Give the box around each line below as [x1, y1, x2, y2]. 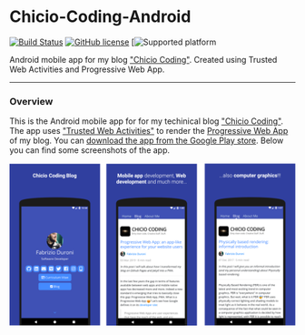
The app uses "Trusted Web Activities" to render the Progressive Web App [9, 126, 289, 137]
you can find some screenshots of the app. [9, 145, 171, 156]
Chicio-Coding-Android [9, 6, 192, 27]
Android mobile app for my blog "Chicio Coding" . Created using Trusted [9, 54, 278, 65]
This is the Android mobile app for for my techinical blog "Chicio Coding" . [9, 116, 284, 127]
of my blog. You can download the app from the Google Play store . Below [9, 135, 284, 147]
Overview [9, 95, 54, 107]
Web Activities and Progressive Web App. [9, 64, 165, 75]
